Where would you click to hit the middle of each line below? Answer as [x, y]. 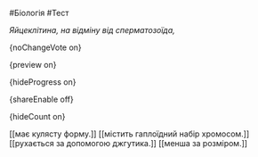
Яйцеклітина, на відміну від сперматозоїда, [92, 30]
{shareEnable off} [41, 99]
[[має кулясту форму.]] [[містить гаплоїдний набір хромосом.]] [129, 134]
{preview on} [33, 65]
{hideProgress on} [43, 82]
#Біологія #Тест [39, 13]
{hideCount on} [37, 116]
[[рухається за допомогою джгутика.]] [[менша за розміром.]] [128, 143]
